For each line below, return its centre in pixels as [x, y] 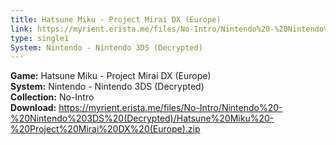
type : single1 [40, 38]
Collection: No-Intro [52, 97]
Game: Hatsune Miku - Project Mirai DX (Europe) [111, 76]
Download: [33, 108]
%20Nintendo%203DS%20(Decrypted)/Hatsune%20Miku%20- [142, 118]
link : [21, 29]
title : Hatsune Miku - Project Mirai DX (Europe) [116, 19]
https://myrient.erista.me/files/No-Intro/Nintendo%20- [170, 108]
